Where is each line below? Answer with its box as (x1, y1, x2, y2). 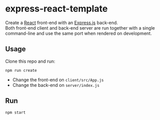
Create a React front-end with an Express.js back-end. (5, 20, 118, 26)
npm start (5, 110, 26, 115)
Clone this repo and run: (5, 58, 55, 64)
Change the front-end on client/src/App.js (12, 76, 104, 83)
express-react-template (5, 3, 108, 15)
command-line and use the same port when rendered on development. (5, 30, 152, 36)
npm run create (5, 68, 37, 73)
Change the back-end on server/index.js (12, 82, 100, 88)
